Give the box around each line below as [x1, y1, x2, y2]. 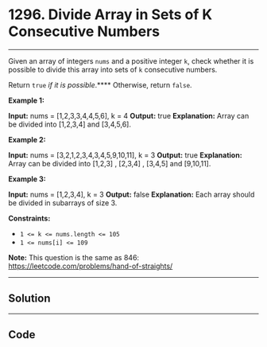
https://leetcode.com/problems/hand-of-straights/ [8, 261, 173, 271]
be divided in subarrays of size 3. [8, 197, 118, 208]
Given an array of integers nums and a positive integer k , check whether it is [8, 56, 254, 65]
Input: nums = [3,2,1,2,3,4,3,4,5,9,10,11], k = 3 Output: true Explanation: [8, 150, 242, 160]
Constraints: [8, 213, 51, 223]
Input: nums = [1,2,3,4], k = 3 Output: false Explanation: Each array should [8, 189, 255, 199]
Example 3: [8, 173, 46, 184]
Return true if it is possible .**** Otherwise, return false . [8, 80, 192, 89]
